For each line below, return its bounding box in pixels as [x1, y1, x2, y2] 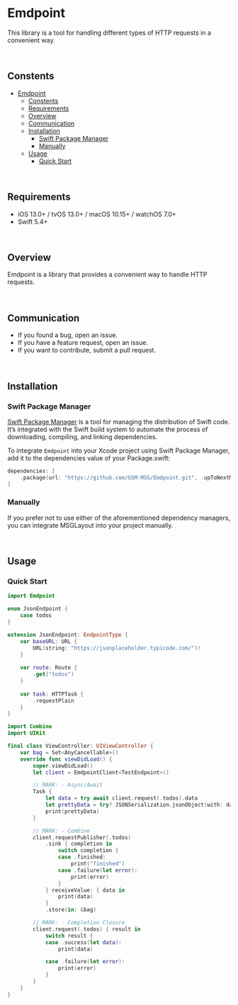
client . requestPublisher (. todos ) [33, 834, 132, 841]
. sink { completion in [45, 841, 113, 848]
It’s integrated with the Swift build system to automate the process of [7, 425, 208, 433]
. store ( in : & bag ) [45, 907, 97, 914]
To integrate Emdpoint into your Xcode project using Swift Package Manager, [7, 446, 230, 455]
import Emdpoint [7, 593, 55, 600]
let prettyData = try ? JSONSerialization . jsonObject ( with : [45, 802, 223, 809]
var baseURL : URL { [20, 637, 78, 645]
